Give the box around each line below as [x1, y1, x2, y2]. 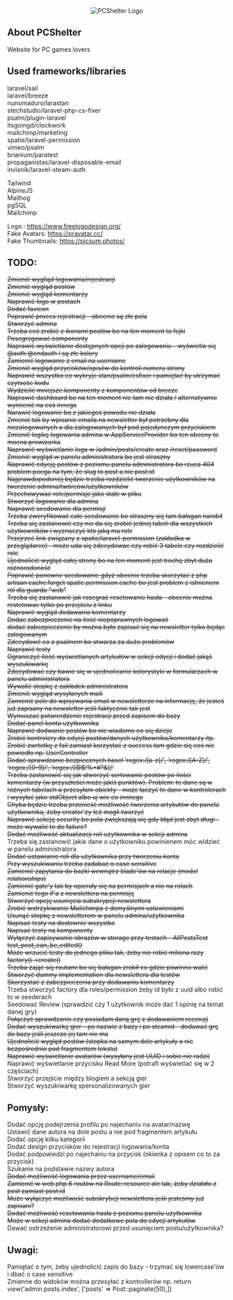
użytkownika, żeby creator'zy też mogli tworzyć [7, 808, 145, 816]
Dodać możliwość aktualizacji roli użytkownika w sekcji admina [7, 830, 188, 838]
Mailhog [7, 194, 31, 202]
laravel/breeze [7, 91, 49, 100]
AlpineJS [7, 186, 33, 194]
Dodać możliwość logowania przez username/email [7, 1172, 155, 1180]
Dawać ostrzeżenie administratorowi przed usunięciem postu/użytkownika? [7, 1224, 224, 1232]
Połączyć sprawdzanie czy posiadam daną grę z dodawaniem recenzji [7, 1015, 209, 1024]
